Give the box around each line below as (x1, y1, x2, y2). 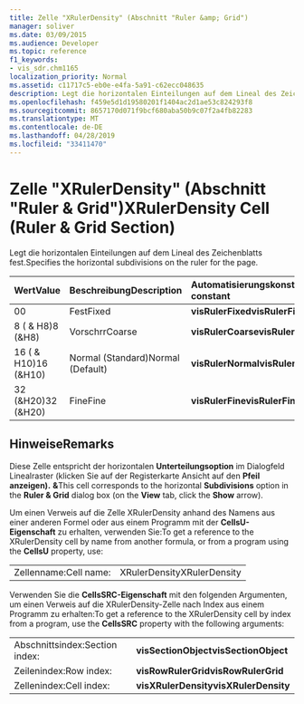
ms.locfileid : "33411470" (9, 140, 107, 149)
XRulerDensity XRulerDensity (119, 565, 242, 578)
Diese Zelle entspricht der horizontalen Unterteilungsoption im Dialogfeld (9, 460, 285, 471)
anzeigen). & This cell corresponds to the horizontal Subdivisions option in (9, 479, 290, 490)
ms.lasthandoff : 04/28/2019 (9, 131, 116, 140)
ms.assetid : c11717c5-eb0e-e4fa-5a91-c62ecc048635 (9, 81, 204, 90)
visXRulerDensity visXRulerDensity (136, 679, 290, 691)
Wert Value (14, 284, 62, 296)
